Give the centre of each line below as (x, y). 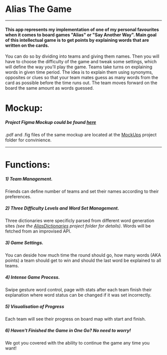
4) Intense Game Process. (33, 277)
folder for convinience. (28, 140)
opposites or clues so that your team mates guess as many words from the (82, 78)
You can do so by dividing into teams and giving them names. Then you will (82, 56)
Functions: (28, 165)
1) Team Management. (29, 179)
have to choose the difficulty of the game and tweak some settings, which (81, 62)
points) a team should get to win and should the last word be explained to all (83, 260)
